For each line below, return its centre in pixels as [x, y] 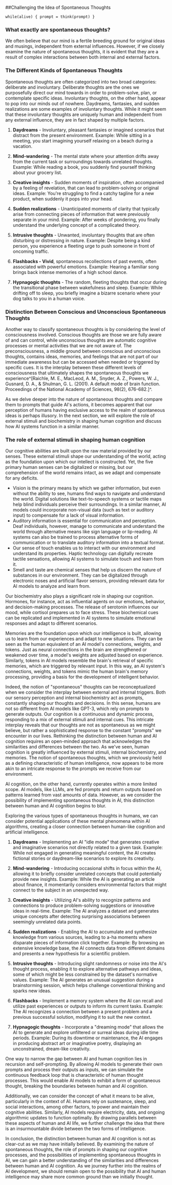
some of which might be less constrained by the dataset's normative [85, 975]
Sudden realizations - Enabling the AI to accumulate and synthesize [85, 932]
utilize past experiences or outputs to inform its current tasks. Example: [88, 1006]
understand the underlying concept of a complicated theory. [76, 225]
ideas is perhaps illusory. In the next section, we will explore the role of [80, 416]
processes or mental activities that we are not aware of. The [69, 345]
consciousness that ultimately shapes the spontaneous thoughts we [77, 373]
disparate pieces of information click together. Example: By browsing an [89, 943]
